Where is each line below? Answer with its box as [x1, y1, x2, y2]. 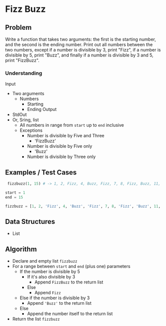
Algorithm [5, 245, 37, 253]
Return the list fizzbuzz [12, 316, 60, 322]
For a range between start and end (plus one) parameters [12, 264, 130, 270]
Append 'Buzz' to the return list [27, 300, 92, 306]
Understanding [5, 69, 43, 76]
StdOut [12, 111, 27, 117]
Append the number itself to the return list [27, 311, 113, 317]
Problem [5, 23, 32, 32]
